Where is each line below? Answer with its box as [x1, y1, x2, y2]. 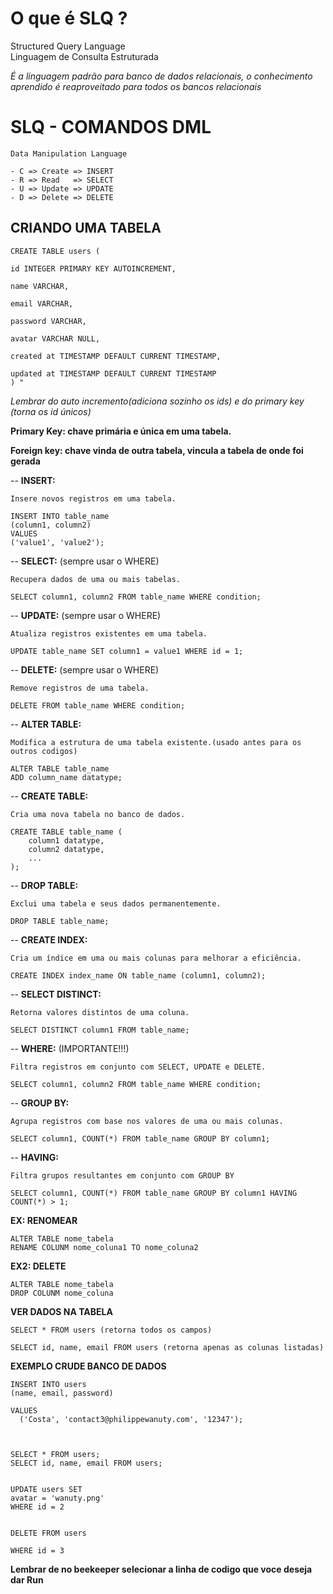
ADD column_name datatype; [10, 772, 123, 782]
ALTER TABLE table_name [10, 763, 110, 774]
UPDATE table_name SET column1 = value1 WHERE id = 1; [10, 646, 244, 656]
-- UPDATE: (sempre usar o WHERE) [10, 609, 162, 621]
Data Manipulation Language [10, 148, 128, 159]
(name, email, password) [10, 1388, 114, 1398]
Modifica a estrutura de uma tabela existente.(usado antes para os [10, 737, 302, 747]
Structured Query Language [10, 40, 126, 52]
